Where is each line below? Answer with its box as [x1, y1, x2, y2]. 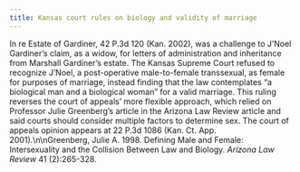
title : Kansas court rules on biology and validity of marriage [9, 13, 257, 23]
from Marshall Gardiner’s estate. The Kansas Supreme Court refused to [9, 57, 276, 68]
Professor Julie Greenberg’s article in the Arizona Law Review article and [9, 105, 281, 116]
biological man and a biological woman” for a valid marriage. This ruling [9, 86, 276, 97]
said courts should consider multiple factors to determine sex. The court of [9, 115, 290, 126]
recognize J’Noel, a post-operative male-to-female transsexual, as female [9, 67, 285, 78]
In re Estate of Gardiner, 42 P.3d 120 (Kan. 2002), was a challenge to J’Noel [9, 38, 292, 49]
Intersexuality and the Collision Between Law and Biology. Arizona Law [9, 144, 275, 155]
